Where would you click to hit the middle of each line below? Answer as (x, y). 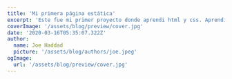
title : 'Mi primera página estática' (61, 13)
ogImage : (20, 58)
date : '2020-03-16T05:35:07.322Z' (57, 33)
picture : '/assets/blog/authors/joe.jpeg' (75, 52)
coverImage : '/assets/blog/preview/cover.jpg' (75, 26)
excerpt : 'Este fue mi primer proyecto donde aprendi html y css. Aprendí (117, 20)
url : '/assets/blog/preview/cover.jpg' (71, 65)
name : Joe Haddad (38, 45)
